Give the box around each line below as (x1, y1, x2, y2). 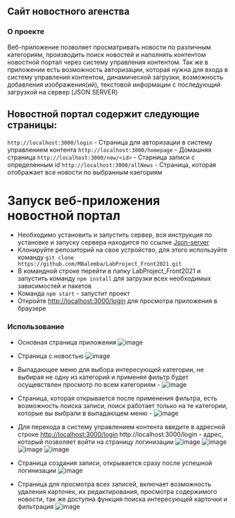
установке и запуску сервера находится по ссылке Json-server (17, 238, 210, 247)
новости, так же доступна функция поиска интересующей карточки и (17, 495, 227, 503)
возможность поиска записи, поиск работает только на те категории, (17, 401, 228, 409)
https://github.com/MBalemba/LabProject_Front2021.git (17, 261, 182, 268)
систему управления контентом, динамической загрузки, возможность (7, 73, 224, 81)
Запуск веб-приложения (7, 192, 160, 209)
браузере (17, 304, 46, 313)
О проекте (7, 27, 44, 37)
